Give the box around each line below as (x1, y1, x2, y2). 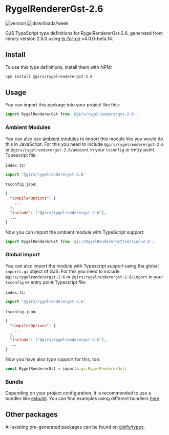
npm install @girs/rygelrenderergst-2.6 (5, 74, 93, 79)
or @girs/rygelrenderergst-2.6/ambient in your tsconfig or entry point (5, 146, 155, 153)
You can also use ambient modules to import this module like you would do (5, 136, 163, 142)
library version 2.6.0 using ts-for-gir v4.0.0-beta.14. (5, 35, 114, 42)
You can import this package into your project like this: (5, 102, 120, 108)
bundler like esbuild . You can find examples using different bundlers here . (5, 395, 161, 401)
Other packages (5, 410, 58, 419)
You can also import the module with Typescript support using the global (5, 262, 159, 269)
